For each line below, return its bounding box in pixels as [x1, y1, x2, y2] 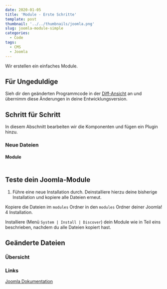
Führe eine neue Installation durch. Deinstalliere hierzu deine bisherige [12, 188, 158, 195]
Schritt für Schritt [5, 110, 61, 119]
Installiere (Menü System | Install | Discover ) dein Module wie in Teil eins [5, 218, 161, 225]
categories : [5, 30, 30, 35]
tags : [5, 40, 16, 45]
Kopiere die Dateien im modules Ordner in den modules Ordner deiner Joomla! [5, 203, 163, 210]
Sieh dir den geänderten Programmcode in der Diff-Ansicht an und [5, 90, 142, 96]
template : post [5, 16, 37, 21]
